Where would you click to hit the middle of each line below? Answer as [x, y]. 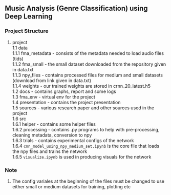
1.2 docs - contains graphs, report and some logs [64, 91]
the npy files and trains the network [50, 151]
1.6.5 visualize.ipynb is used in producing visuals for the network [82, 157]
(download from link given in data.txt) [52, 80]
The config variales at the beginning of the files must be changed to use [88, 181]
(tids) [18, 59]
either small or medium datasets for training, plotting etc [71, 186]
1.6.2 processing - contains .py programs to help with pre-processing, [86, 129]
